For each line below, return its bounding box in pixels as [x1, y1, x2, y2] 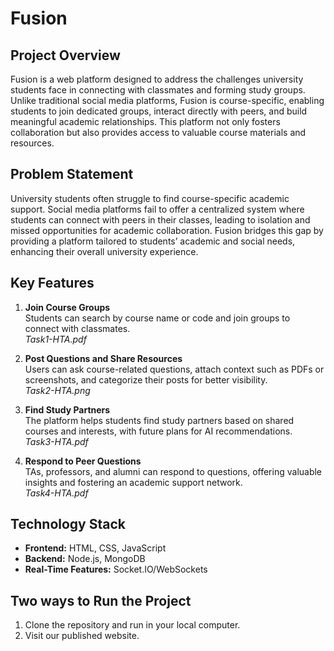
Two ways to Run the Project [10, 592, 192, 609]
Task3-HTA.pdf [24, 435, 89, 447]
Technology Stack [10, 516, 126, 533]
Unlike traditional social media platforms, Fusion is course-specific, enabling [10, 95, 325, 106]
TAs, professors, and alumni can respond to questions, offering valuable [24, 465, 323, 477]
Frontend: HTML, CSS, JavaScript [24, 542, 167, 554]
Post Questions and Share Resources [24, 352, 183, 364]
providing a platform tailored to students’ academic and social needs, [10, 235, 296, 247]
